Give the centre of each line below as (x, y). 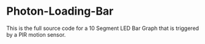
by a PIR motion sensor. (36, 34)
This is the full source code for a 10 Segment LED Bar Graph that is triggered (103, 28)
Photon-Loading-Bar (60, 11)
